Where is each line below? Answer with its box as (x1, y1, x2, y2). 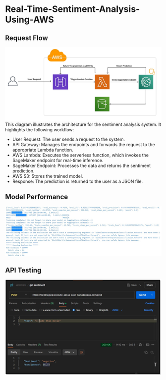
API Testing (5, 266, 42, 274)
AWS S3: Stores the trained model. (12, 173, 83, 179)
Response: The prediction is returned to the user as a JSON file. (12, 178, 143, 184)
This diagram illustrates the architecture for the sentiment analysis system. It (5, 121, 162, 127)
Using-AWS (5, 14, 55, 25)
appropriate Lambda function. (12, 147, 73, 153)
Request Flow (5, 34, 48, 42)
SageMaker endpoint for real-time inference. (12, 157, 104, 163)
